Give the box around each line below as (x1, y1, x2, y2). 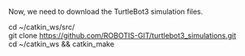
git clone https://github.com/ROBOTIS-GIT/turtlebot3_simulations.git (8, 31, 237, 40)
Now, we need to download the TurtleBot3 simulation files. (8, 7, 204, 16)
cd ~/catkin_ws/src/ (8, 22, 75, 31)
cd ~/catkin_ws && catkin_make (8, 39, 115, 49)
